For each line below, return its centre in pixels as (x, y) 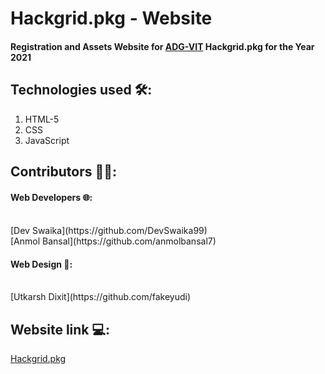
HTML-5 (42, 119)
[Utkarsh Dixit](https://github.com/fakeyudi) (101, 297)
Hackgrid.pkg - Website (111, 18)
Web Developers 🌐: (51, 197)
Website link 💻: (60, 329)
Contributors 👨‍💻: (64, 171)
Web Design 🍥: (41, 264)
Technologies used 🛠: (81, 90)
